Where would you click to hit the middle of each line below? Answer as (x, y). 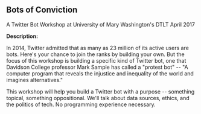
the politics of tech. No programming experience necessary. (81, 104)
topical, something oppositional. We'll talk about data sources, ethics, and (98, 98)
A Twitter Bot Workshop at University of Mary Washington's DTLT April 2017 (101, 24)
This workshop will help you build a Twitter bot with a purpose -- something (101, 91)
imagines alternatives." (35, 80)
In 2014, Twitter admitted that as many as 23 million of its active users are (97, 48)
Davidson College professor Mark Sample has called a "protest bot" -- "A (97, 67)
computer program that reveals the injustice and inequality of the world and (100, 73)
